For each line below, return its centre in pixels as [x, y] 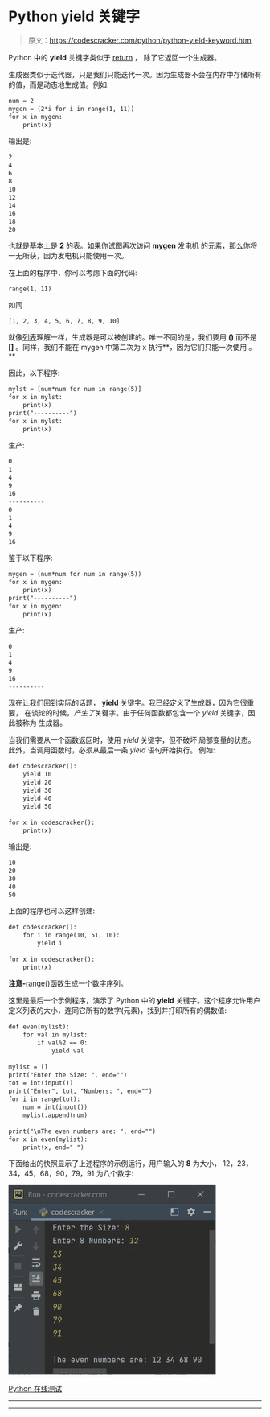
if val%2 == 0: [63, 1043]
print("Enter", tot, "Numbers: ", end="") [80, 1091]
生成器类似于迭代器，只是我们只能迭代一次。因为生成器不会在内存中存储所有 [135, 74]
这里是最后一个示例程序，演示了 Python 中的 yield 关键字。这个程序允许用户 [135, 1000]
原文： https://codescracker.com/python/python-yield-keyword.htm [139, 40]
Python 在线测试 [35, 1388]
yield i [50, 943]
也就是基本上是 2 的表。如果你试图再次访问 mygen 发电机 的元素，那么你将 [133, 245]
